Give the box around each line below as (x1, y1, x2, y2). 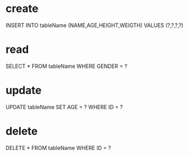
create (5, 2, 39, 16)
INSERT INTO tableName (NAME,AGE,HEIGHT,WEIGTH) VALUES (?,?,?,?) (5, 22, 184, 29)
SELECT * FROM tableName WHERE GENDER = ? (5, 62, 128, 70)
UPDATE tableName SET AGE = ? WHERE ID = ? (5, 103, 123, 110)
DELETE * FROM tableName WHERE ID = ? (5, 144, 111, 151)
